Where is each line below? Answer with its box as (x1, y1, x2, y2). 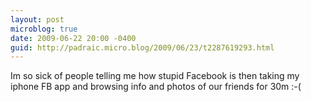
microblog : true (10, 24, 78, 34)
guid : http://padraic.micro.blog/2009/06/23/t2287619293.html (10, 42, 275, 53)
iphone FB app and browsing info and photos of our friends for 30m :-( (10, 81, 302, 93)
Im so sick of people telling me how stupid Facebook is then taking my (10, 70, 300, 82)
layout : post (10, 14, 65, 25)
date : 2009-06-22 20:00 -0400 (10, 33, 137, 43)
